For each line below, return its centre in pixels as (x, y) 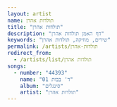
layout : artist (30, 14)
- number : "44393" (41, 73)
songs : (17, 66)
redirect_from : (30, 53)
